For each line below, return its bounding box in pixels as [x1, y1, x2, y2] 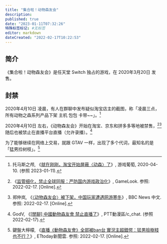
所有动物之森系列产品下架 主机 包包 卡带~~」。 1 [5, 111, 101, 118]
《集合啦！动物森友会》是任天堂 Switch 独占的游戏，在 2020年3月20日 [5, 69, 151, 75]
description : [5, 12, 32, 17]
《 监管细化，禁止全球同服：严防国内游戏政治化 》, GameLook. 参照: [12, 178, 150, 185]
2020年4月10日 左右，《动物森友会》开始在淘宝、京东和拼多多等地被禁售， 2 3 [5, 122, 162, 129]
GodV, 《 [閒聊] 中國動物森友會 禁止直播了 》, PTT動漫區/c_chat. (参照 [12, 211, 153, 217]
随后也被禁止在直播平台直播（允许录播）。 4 [5, 128, 93, 135]
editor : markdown [5, 30, 41, 35]
